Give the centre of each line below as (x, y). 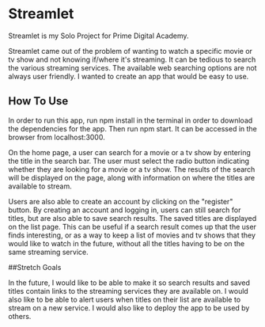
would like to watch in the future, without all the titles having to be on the (127, 243)
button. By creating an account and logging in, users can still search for (125, 210)
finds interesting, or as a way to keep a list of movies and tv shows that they (132, 235)
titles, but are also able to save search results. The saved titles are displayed (132, 218)
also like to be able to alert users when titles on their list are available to (125, 299)
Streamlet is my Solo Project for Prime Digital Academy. (98, 36)
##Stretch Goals (35, 267)
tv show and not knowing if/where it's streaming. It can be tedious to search (132, 59)
